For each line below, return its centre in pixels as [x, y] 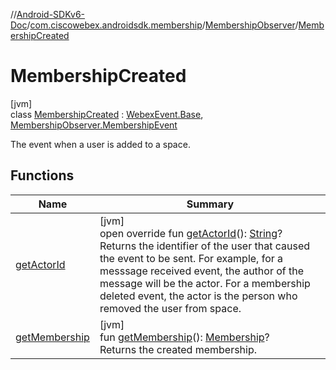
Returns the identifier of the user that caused [204, 246]
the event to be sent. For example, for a [191, 258]
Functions [42, 175]
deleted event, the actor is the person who [198, 296]
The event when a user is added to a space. [100, 144]
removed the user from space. [170, 308]
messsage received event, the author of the [202, 271]
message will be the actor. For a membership [205, 283]
